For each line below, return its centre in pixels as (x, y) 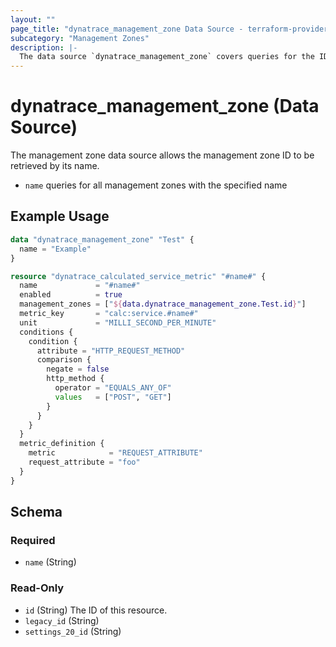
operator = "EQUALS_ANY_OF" (113, 388)
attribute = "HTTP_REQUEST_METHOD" (111, 351)
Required (33, 540)
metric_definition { (62, 444)
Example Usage (60, 216)
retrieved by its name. (55, 166)
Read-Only (37, 588)
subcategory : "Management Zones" (80, 38)
